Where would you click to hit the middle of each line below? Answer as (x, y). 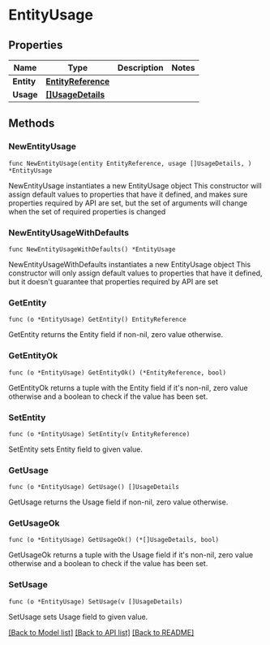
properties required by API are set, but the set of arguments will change (128, 203)
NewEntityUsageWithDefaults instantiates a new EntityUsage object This (130, 264)
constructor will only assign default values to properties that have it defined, (135, 273)
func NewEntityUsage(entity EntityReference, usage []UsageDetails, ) (130, 163)
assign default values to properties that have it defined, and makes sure (128, 194)
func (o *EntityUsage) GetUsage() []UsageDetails (94, 487)
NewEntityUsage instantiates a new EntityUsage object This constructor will (135, 185)
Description (140, 68)
